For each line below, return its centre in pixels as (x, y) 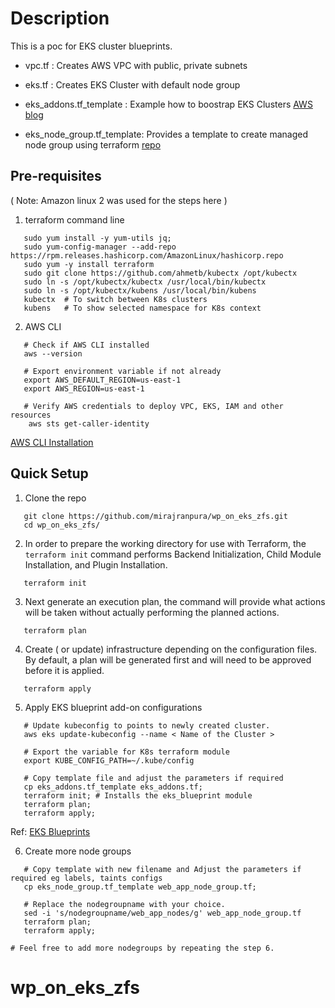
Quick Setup (49, 473)
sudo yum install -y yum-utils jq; (97, 238)
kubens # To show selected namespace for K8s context (142, 308)
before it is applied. (64, 670)
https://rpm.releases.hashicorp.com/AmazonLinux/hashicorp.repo (147, 255)
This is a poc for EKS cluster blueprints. (91, 46)
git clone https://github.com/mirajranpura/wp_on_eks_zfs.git (155, 516)
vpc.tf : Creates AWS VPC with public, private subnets (136, 65)
